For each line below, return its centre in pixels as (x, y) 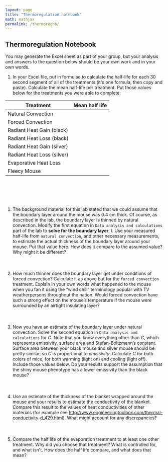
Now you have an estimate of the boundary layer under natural (77, 327)
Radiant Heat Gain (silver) (38, 146)
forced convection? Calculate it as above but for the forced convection (86, 279)
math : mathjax (20, 19)
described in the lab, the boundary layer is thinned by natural (75, 220)
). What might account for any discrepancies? (110, 418)
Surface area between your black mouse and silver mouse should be (83, 348)
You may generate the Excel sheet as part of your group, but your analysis (82, 56)
